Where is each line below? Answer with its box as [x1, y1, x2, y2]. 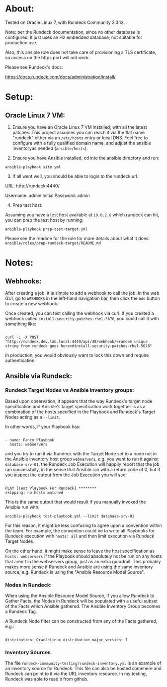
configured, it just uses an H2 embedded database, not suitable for [5, 34, 143, 40]
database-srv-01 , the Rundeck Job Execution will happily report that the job [5, 461, 160, 467]
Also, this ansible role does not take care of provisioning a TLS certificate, [5, 49, 157, 55]
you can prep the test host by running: [5, 217, 83, 223]
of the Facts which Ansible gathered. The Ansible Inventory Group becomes [5, 603, 161, 609]
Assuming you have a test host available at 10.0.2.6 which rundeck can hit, [5, 212, 160, 218]
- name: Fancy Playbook [5, 437, 55, 442]
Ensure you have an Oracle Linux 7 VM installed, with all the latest [12, 124, 148, 130]
